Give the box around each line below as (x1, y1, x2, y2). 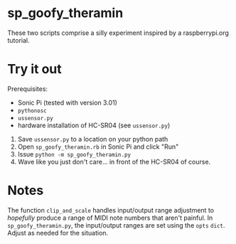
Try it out (7, 61, 62, 78)
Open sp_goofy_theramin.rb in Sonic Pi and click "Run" (17, 142, 179, 151)
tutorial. (7, 36, 30, 44)
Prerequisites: (7, 84, 48, 93)
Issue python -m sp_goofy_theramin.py (17, 149, 132, 158)
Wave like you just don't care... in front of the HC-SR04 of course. (17, 157, 211, 166)
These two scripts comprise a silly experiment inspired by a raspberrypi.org (7, 28, 230, 37)
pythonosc (17, 107, 48, 115)
